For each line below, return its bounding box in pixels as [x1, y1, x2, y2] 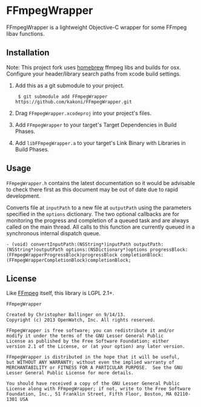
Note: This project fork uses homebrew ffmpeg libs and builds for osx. [6, 63, 182, 71]
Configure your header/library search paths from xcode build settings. [6, 70, 182, 77]
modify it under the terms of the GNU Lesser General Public [6, 333, 164, 339]
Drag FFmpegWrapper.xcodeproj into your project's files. [15, 109, 152, 117]
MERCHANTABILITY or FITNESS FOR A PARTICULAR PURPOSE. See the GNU [6, 365, 183, 371]
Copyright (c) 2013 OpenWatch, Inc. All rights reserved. [6, 317, 156, 324]
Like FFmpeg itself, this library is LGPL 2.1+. [6, 290, 114, 297]
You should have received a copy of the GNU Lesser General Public [6, 380, 180, 387]
